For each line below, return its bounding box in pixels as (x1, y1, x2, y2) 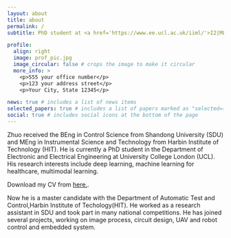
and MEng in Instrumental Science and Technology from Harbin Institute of (7, 138, 219, 146)
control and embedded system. (7, 223, 96, 231)
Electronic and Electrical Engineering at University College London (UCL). (7, 152, 215, 160)
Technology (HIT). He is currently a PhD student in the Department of (7, 145, 203, 153)
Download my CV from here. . (7, 180, 89, 188)
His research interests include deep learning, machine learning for (7, 160, 195, 168)
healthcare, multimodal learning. (7, 166, 99, 175)
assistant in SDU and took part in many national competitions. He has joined (7, 208, 222, 217)
